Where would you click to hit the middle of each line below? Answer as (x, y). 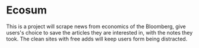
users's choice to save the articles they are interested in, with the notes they (99, 32)
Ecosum (27, 10)
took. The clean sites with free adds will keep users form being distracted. (97, 39)
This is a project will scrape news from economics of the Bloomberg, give (96, 26)
